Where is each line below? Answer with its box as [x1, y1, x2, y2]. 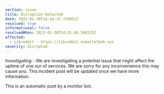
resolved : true [5, 21, 37, 26]
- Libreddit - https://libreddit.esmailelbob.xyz [9, 40, 114, 45]
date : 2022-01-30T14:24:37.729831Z [5, 16, 79, 21]
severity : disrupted [5, 44, 48, 49]
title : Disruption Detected [5, 12, 63, 17]
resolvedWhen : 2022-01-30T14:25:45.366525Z [5, 30, 97, 35]
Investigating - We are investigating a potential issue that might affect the [5, 57, 155, 63]
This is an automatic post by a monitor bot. [5, 83, 93, 89]
